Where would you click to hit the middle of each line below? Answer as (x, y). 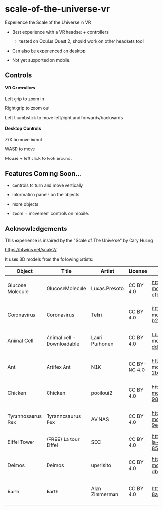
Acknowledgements (36, 229)
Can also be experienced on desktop (49, 51)
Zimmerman (105, 494)
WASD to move (20, 149)
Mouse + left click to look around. (39, 158)
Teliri (97, 315)
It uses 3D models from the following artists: (49, 259)
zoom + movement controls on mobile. (51, 213)
